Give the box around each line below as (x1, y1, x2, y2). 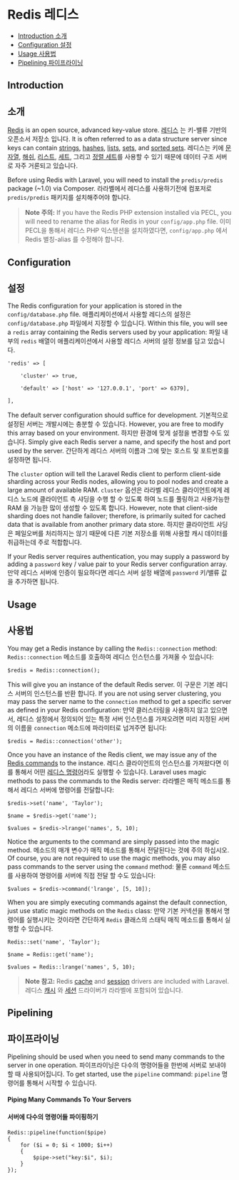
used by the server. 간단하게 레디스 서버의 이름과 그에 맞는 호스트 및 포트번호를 (7, 447, 230, 455)
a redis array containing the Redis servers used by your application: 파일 (7, 328, 221, 336)
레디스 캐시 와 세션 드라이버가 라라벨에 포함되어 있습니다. (24, 986, 183, 994)
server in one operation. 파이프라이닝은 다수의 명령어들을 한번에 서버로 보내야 (7, 1061, 227, 1069)
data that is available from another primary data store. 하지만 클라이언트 (7, 520, 215, 529)
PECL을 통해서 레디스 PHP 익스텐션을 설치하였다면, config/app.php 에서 (24, 226, 228, 235)
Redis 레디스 (7, 6, 79, 23)
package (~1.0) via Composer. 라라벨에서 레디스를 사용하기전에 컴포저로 (7, 184, 212, 193)
